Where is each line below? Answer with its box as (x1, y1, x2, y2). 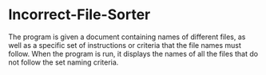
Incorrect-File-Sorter (8, 6, 151, 24)
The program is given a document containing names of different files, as (8, 32, 246, 41)
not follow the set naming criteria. (8, 57, 119, 67)
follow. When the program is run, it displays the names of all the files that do (8, 49, 258, 58)
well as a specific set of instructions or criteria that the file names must (8, 40, 242, 49)
